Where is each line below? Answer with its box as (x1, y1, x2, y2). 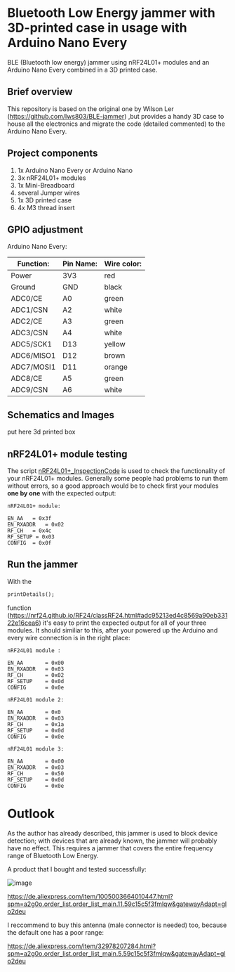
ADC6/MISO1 (11, 351, 56, 361)
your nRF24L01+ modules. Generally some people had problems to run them (7, 474, 228, 482)
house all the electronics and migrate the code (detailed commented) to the (7, 119, 226, 128)
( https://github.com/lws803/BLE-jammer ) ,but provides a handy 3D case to (7, 112, 224, 120)
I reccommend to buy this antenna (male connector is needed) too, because (7, 921, 227, 929)
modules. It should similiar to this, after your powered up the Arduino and (7, 626, 218, 634)
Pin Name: (62, 259, 98, 268)
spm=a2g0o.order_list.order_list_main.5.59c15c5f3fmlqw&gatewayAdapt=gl (7, 949, 226, 957)
